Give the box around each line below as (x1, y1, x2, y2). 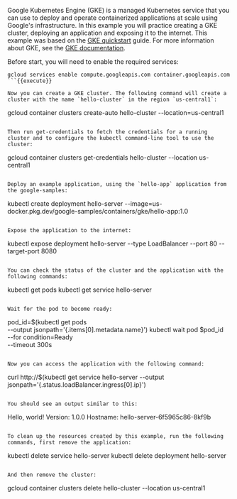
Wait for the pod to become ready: (7, 305, 113, 312)
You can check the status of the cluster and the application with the (7, 267, 224, 274)
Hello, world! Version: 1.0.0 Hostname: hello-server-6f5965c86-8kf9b (7, 413, 211, 421)
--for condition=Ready (7, 333, 73, 341)
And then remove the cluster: (7, 471, 97, 478)
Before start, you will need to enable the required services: (7, 57, 179, 66)
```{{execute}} (7, 77, 53, 84)
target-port (7, 247, 40, 255)
